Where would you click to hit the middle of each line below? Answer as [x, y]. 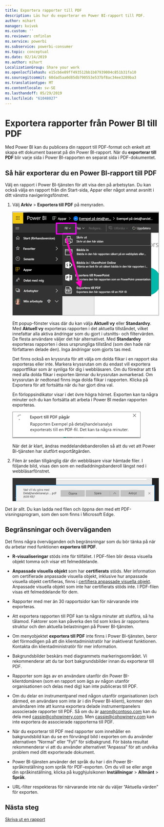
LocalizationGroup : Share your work [42, 67]
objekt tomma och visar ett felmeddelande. [55, 561]
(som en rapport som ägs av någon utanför [86, 681]
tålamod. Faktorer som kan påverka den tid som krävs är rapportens [81, 621]
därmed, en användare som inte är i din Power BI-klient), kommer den [82, 701]
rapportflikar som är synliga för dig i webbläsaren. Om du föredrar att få [84, 369]
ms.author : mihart [24, 62]
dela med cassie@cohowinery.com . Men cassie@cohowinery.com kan [83, 717]
